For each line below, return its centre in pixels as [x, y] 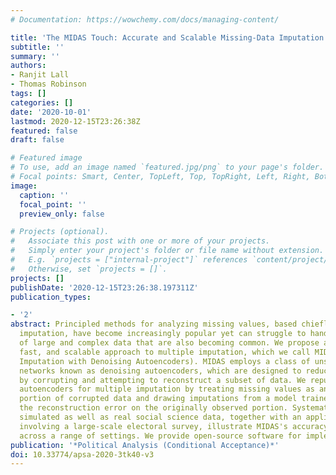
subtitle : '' [37, 47]
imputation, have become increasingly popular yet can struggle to [163, 334]
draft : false [37, 140]
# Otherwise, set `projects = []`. [89, 269]
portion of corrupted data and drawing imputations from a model [158, 399]
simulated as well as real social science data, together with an [160, 417]
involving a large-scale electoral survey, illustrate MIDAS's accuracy [174, 426]
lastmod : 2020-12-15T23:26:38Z [75, 121]
